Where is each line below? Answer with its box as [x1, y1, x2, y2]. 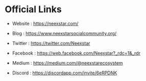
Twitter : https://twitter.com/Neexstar [12, 40, 90, 46]
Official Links [5, 4, 62, 15]
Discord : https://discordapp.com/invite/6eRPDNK [12, 70, 117, 76]
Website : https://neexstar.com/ [12, 20, 79, 26]
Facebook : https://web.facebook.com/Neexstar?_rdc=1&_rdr [12, 50, 141, 56]
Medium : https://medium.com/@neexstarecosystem [12, 60, 123, 66]
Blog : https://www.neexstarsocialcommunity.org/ [12, 30, 117, 36]
